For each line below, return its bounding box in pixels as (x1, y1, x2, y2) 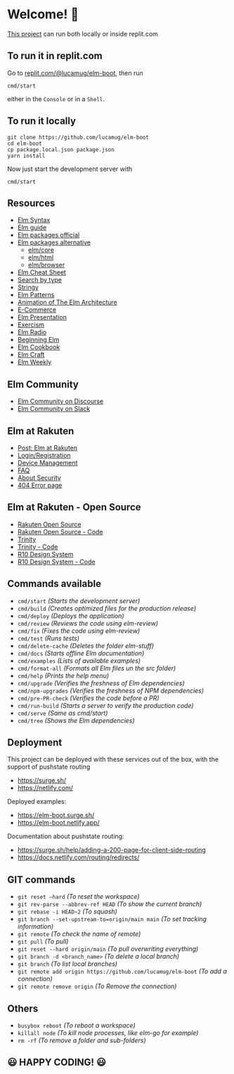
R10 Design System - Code (17, 557, 96, 566)
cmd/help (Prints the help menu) (17, 671, 110, 680)
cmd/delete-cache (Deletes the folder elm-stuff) (17, 641, 155, 650)
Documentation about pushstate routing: (7, 832, 124, 840)
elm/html (27, 253, 54, 262)
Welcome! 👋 (7, 6, 79, 23)
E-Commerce (17, 305, 57, 314)
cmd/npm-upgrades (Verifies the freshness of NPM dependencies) (17, 686, 204, 695)
